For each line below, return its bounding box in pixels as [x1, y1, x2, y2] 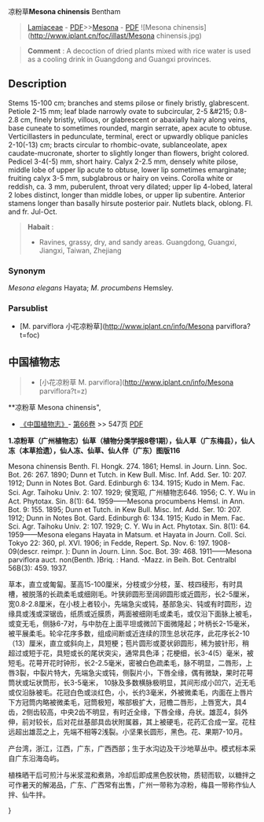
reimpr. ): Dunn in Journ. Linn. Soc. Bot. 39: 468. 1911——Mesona [40, 547, 252, 556]
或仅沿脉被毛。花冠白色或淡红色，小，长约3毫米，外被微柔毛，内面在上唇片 [8, 687, 254, 698]
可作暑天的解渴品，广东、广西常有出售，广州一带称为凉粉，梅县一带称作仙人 [8, 780, 256, 790]
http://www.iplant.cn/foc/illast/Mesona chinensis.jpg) [30, 31, 202, 40]
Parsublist [8, 303, 49, 314]
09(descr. [8, 547, 40, 556]
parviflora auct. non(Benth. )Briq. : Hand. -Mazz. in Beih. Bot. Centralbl [8, 555, 236, 565]
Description [8, 77, 67, 90]
